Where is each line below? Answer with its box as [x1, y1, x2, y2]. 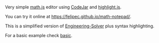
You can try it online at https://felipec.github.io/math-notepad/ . [5, 14, 132, 19]
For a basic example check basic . [5, 33, 72, 38]
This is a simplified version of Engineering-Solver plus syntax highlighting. [5, 23, 155, 29]
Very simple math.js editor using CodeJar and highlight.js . [5, 4, 121, 10]
